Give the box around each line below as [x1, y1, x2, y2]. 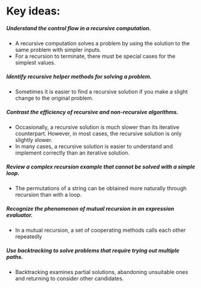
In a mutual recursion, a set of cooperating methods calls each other [15, 226, 186, 234]
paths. [6, 253, 24, 260]
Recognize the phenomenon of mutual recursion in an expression [6, 205, 174, 212]
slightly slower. [15, 136, 53, 144]
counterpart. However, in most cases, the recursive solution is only [15, 130, 182, 137]
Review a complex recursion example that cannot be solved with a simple [6, 163, 196, 170]
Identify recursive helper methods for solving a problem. [6, 72, 152, 80]
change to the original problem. [15, 95, 94, 102]
